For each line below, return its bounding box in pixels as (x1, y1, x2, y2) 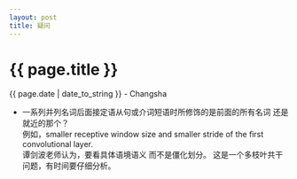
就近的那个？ (21, 118, 69, 128)
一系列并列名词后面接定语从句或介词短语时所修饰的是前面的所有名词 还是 (21, 107, 289, 118)
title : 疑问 (9, 21, 51, 30)
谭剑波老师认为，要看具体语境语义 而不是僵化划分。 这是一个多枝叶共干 (21, 150, 284, 160)
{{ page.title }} (9, 59, 119, 80)
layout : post (9, 12, 58, 22)
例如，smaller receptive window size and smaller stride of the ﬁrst (21, 129, 264, 140)
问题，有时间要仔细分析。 (21, 160, 116, 171)
